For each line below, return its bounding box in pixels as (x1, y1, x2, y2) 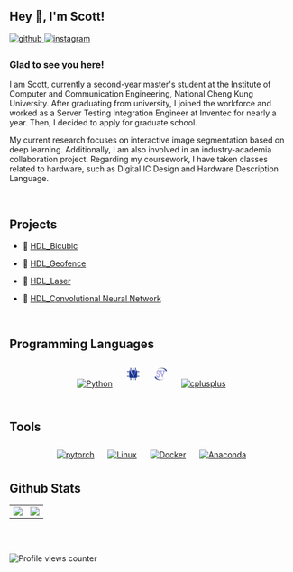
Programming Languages (9, 337, 155, 352)
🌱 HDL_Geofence (22, 258, 87, 269)
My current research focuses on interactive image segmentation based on (9, 134, 285, 145)
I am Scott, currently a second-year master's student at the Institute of (9, 78, 271, 90)
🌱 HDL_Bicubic (22, 240, 78, 251)
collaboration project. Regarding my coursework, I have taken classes (9, 154, 269, 165)
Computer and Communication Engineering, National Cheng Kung (9, 88, 254, 99)
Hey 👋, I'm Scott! (9, 9, 105, 24)
